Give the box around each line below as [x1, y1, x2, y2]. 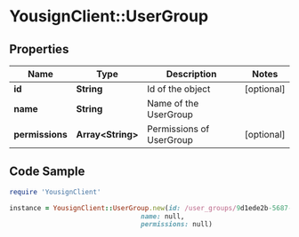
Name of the [146, 98, 199, 109]
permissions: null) [141, 220, 214, 229]
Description [166, 68, 217, 80]
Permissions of [146, 122, 210, 135]
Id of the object [146, 83, 211, 95]
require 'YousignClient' [9, 187, 101, 196]
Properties [9, 42, 69, 57]
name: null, [141, 211, 185, 221]
